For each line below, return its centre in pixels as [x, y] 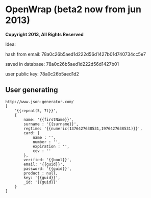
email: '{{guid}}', [44, 164]
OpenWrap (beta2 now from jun [73, 9]
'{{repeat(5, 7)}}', [36, 111]
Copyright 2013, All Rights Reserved [44, 34]
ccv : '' [42, 151]
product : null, [41, 173]
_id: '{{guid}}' [41, 182]
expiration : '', [51, 146]
